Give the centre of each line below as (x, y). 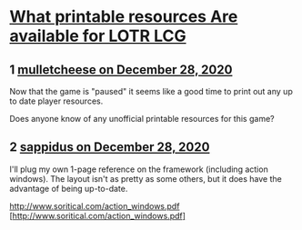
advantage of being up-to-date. (69, 188)
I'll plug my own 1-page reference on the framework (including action (139, 169)
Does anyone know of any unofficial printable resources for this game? (142, 119)
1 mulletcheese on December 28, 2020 (121, 70)
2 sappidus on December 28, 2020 (110, 147)
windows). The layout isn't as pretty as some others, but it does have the (146, 178)
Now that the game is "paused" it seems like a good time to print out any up (151, 91)
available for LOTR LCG (98, 36)
